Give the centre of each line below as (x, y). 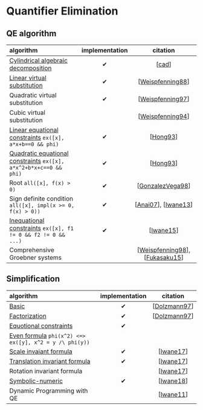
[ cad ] (164, 64)
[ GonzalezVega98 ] (164, 186)
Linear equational (34, 130)
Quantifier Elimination (62, 11)
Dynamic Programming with (49, 391)
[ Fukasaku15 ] (164, 258)
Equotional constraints (41, 325)
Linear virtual (28, 78)
